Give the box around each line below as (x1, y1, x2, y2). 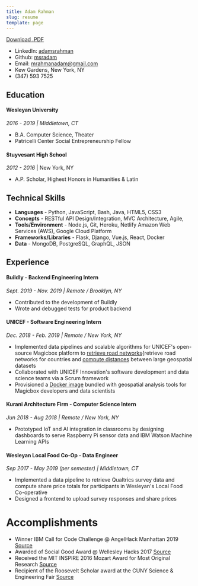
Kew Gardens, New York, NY (14, 66, 85, 74)
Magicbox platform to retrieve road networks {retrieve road (33, 349, 176, 356)
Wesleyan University (6, 106, 59, 113)
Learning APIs (14, 438, 49, 445)
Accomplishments (6, 516, 98, 530)
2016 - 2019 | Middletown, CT (6, 119, 79, 126)
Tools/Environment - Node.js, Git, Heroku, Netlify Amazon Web (14, 221, 171, 228)
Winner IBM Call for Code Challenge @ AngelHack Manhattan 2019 (14, 536, 179, 543)
